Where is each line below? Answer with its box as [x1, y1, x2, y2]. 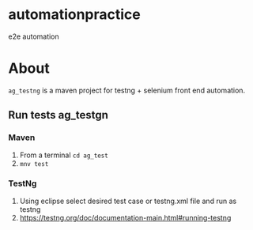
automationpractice [8, 6, 141, 24]
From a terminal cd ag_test [19, 150, 108, 160]
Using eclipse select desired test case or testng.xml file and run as [19, 196, 237, 205]
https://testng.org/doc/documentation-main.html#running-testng [19, 213, 232, 222]
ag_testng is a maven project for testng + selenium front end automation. [8, 85, 246, 95]
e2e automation [8, 32, 59, 41]
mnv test [19, 160, 49, 168]
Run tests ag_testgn [8, 108, 108, 122]
